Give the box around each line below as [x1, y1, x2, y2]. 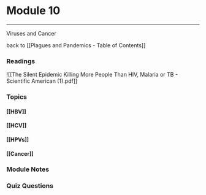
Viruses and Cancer [6, 29, 56, 37]
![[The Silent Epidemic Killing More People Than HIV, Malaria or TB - [6, 71, 178, 78]
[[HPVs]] [6, 136, 29, 143]
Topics [6, 93, 28, 101]
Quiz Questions [6, 182, 54, 190]
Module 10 [6, 4, 61, 18]
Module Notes [6, 165, 50, 174]
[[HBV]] [6, 108, 26, 115]
